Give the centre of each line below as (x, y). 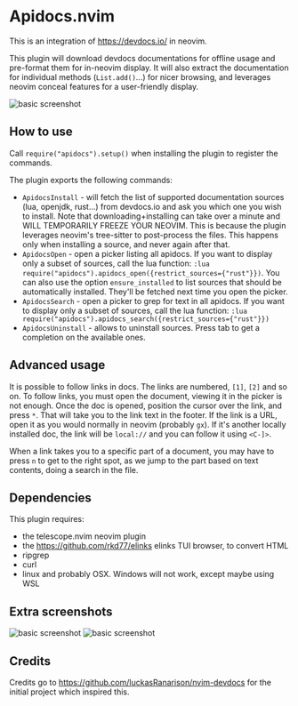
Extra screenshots (61, 611)
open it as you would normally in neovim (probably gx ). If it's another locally (148, 424)
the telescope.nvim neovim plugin (84, 536)
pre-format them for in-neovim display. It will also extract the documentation (149, 68)
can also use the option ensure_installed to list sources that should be (152, 282)
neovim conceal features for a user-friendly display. (104, 86)
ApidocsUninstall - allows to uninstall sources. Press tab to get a (141, 327)
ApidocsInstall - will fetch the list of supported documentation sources (153, 197)
